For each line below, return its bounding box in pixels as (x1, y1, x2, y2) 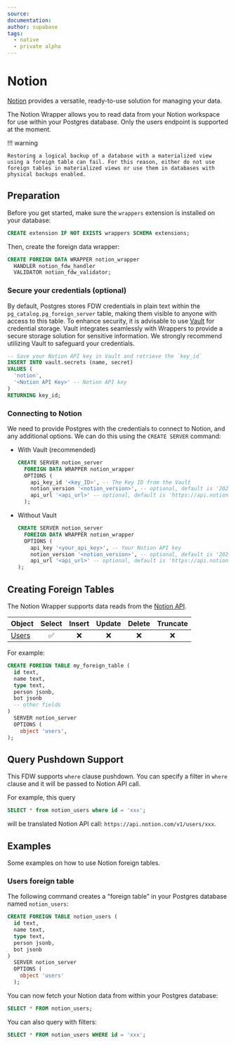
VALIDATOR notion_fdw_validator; (13, 269, 112, 276)
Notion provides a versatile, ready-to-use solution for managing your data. (7, 96, 223, 105)
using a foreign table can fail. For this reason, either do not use (7, 158, 216, 165)
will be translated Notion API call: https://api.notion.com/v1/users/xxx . (7, 820, 216, 828)
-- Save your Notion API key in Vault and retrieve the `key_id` (7, 352, 202, 359)
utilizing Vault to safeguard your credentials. (7, 339, 135, 347)
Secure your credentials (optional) (7, 286, 127, 295)
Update (96, 619, 122, 629)
